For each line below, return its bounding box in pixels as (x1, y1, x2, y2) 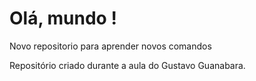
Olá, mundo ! (9, 7, 117, 30)
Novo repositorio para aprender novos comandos (9, 40, 212, 52)
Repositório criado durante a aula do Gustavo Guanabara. (9, 59, 246, 71)
